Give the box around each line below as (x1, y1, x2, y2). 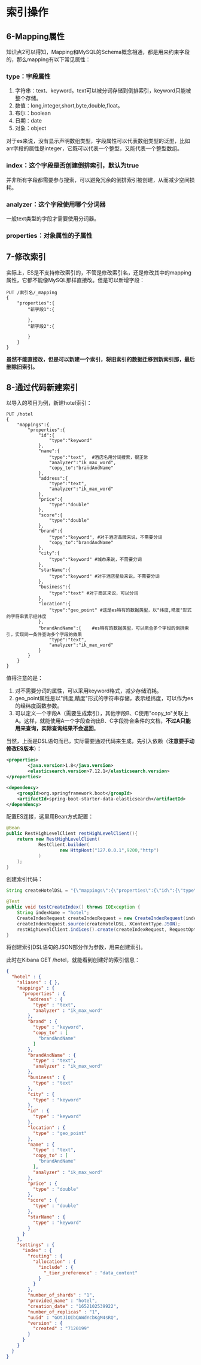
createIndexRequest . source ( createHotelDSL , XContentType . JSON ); (17, 921, 181, 927)
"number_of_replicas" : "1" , (28, 1309, 100, 1315)
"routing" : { (28, 1253, 63, 1259)
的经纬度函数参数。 (14, 702, 63, 709)
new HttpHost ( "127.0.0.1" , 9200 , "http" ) (59, 847, 160, 853)
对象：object (14, 124, 47, 132)
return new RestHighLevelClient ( (17, 836, 100, 843)
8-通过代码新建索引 (6, 383, 78, 393)
